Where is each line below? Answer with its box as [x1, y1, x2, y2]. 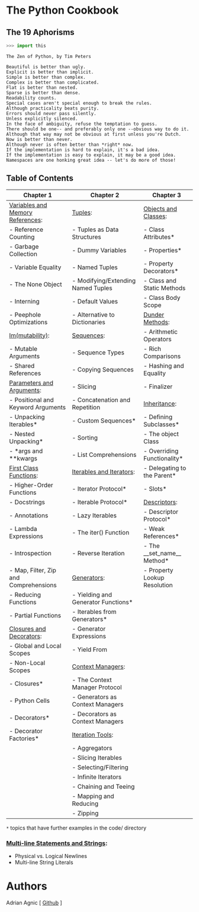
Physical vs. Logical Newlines [14, 852, 88, 859]
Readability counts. [6, 95, 57, 101]
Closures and [9, 625, 46, 633]
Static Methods [143, 284, 186, 292]
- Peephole [9, 311, 41, 319]
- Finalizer [143, 382, 173, 391]
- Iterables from [72, 607, 117, 616]
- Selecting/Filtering [72, 763, 129, 771]
